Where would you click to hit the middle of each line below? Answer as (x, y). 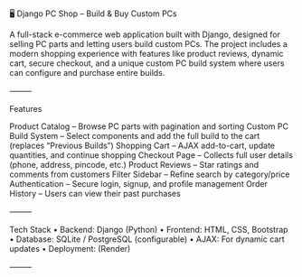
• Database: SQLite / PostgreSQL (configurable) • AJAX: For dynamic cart (147, 239)
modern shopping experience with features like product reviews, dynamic (146, 54)
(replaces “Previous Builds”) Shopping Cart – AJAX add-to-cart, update (142, 145)
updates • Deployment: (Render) (70, 249)
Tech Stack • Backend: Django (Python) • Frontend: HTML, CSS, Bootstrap (149, 230)
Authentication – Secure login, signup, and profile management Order (139, 184)
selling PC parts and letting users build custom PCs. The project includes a (148, 44)
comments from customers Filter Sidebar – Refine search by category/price (150, 174)
